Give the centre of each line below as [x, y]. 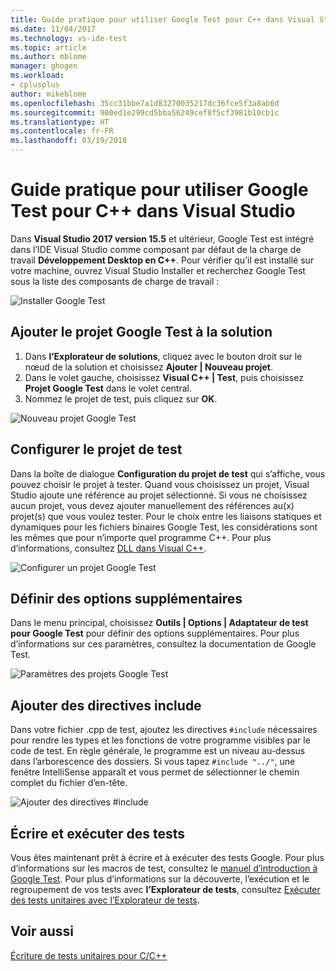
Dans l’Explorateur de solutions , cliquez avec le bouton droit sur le [163, 356]
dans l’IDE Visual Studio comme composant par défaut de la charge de [156, 249]
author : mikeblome [48, 94]
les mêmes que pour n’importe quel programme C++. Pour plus [141, 537]
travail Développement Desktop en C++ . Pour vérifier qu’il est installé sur [162, 260]
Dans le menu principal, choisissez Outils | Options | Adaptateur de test [159, 623]
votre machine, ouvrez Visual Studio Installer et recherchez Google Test [158, 270]
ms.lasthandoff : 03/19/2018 [69, 141]
